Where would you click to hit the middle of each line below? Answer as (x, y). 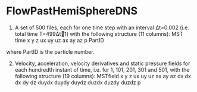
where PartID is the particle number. (50, 51)
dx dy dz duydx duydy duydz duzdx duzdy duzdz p (78, 82)
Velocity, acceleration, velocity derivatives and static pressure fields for (102, 63)
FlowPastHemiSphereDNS (72, 11)
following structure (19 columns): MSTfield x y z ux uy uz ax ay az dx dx (103, 76)
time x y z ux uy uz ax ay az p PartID (59, 40)
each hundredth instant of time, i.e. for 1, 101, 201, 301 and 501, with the (102, 69)
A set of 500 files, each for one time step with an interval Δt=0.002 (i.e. (102, 27)
